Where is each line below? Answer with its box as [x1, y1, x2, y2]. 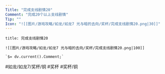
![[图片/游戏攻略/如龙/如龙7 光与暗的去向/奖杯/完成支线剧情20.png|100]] [5, 45, 145, 50]
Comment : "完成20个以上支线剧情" [5, 12, 69, 17]
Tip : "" [5, 16, 22, 21]
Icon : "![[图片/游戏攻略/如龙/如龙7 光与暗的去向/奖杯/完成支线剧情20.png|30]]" [5, 21, 161, 26]
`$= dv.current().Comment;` [5, 54, 64, 59]
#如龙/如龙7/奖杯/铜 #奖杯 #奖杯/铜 [5, 63, 78, 70]
